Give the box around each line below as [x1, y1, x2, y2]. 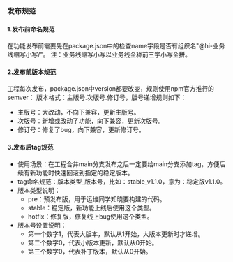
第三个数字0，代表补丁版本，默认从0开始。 [27, 247, 152, 256]
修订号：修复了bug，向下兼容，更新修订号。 [17, 126, 145, 134]
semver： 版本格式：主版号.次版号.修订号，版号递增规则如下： [7, 93, 187, 102]
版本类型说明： [17, 186, 61, 194]
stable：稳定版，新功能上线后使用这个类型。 [27, 203, 156, 212]
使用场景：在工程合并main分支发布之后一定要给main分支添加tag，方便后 [17, 159, 226, 168]
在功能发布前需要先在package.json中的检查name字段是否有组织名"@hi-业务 [7, 42, 225, 50]
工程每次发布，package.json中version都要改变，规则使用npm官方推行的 [7, 85, 214, 93]
